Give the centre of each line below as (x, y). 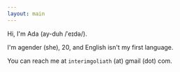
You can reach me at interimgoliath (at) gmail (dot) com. (90, 61)
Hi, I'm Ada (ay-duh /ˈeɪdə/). (47, 34)
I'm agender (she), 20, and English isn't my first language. (90, 47)
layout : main (26, 14)
